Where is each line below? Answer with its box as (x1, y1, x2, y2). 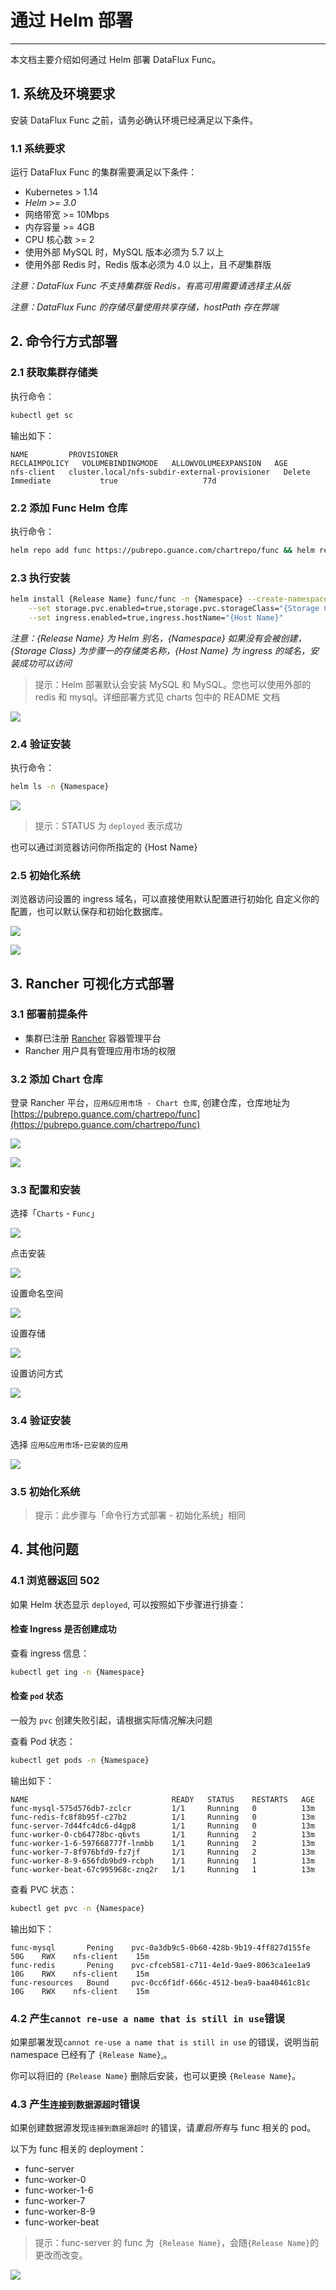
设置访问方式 (10, 1367, 63, 1380)
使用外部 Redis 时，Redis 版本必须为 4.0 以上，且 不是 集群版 (24, 259, 272, 271)
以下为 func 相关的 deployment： (10, 2143, 147, 2155)
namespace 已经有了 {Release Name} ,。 (10, 2049, 173, 2061)
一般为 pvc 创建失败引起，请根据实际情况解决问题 (10, 1714, 213, 1726)
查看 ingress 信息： (10, 1647, 90, 1659)
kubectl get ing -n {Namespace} (10, 1667, 145, 1677)
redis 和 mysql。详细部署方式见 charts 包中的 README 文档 (34, 691, 280, 703)
